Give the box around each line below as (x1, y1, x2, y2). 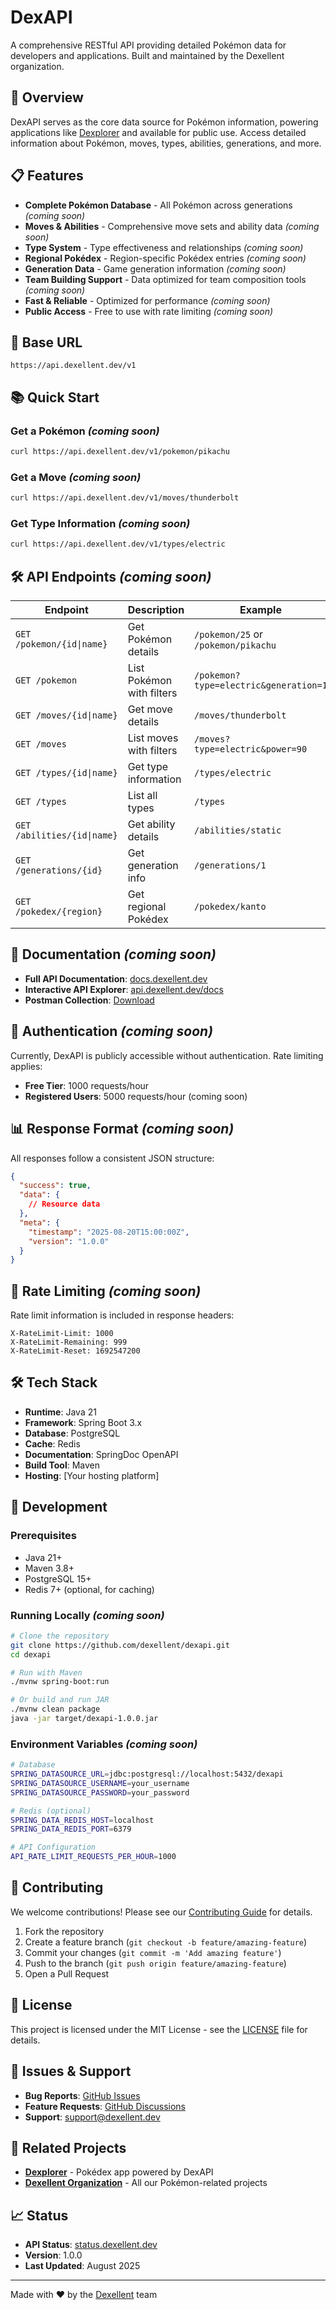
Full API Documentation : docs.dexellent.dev (24, 972, 208, 985)
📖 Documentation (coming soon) (10, 946, 217, 963)
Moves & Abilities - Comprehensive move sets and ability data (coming (24, 220, 320, 232)
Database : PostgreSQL (24, 1427, 121, 1439)
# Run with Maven (10, 1667, 83, 1678)
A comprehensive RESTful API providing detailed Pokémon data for (10, 39, 287, 51)
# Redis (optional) (10, 1806, 92, 1816)
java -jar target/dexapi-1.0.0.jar (10, 1714, 159, 1724)
